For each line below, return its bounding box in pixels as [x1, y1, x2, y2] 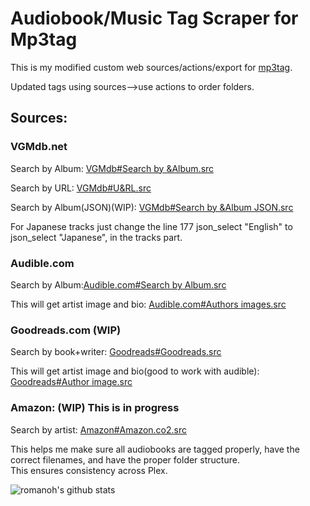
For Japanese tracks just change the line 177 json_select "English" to [10, 220, 293, 232]
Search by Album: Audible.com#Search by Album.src [10, 278, 227, 291]
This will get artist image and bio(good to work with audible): [10, 365, 260, 377]
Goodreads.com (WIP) [10, 323, 122, 337]
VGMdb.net [10, 140, 68, 154]
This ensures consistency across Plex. [10, 464, 168, 476]
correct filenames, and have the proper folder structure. [10, 453, 240, 466]
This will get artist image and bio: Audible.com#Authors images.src [10, 298, 287, 310]
